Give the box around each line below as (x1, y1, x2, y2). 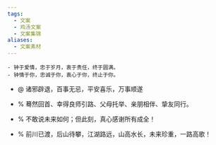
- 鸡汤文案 (13, 23, 42, 30)
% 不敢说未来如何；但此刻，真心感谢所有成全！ (17, 115, 156, 123)
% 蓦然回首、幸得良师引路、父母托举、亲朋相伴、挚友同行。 (17, 100, 193, 108)
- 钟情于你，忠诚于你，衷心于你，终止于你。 (7, 71, 119, 79)
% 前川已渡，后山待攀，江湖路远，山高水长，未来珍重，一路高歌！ (17, 130, 212, 138)
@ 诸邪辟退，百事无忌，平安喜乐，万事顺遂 (17, 85, 143, 93)
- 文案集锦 (13, 30, 42, 37)
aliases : (7, 37, 33, 44)
